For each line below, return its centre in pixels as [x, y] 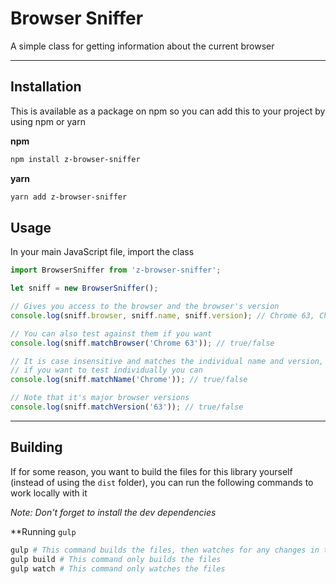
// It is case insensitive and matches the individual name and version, [167, 361]
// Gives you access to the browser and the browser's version [145, 307]
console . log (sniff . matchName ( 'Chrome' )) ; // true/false [129, 380]
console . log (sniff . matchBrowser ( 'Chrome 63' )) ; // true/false [142, 343]
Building [36, 447]
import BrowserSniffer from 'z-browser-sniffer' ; [116, 270]
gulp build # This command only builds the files [116, 559]
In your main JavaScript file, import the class [102, 252]
